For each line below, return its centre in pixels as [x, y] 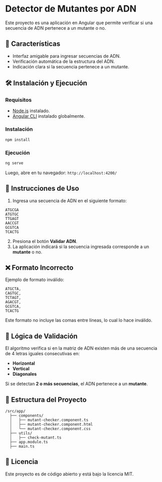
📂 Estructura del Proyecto [46, 400]
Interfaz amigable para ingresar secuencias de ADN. [66, 56]
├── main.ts [22, 447]
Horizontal [24, 363]
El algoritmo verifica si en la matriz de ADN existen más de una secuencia [81, 348]
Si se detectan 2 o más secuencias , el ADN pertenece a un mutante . [76, 384]
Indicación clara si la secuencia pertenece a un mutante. [71, 66]
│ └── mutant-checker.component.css [50, 429]
